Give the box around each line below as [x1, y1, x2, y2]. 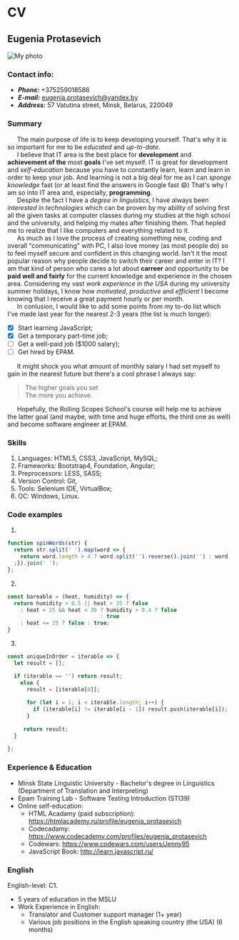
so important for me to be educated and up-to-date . [7, 142, 161, 151]
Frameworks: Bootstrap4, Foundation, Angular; [17, 461, 156, 470]
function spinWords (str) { [7, 540, 88, 547]
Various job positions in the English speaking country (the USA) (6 [28, 917, 223, 926]
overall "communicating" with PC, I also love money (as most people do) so [7, 241, 229, 250]
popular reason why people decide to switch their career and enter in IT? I [7, 256, 225, 265]
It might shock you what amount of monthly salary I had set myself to [16, 361, 220, 370]
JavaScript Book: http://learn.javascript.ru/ [28, 847, 154, 856]
